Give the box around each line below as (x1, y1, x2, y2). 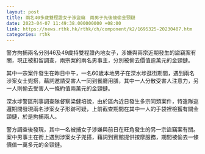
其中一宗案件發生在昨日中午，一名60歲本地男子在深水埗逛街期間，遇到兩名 (6, 69, 195, 77)
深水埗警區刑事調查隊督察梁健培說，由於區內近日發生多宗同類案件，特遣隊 (6, 98, 193, 105)
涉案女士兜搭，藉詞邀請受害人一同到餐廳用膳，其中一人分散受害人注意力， (6, 77, 193, 85)
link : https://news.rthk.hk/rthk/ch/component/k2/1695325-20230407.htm (6, 26, 192, 32)
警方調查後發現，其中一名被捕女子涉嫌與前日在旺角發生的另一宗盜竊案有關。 (6, 126, 199, 133)
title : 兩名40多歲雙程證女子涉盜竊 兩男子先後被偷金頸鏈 (6, 15, 135, 21)
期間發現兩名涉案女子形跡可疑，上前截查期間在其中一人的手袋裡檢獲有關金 (11, 105, 199, 113)
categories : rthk (6, 32, 51, 38)
